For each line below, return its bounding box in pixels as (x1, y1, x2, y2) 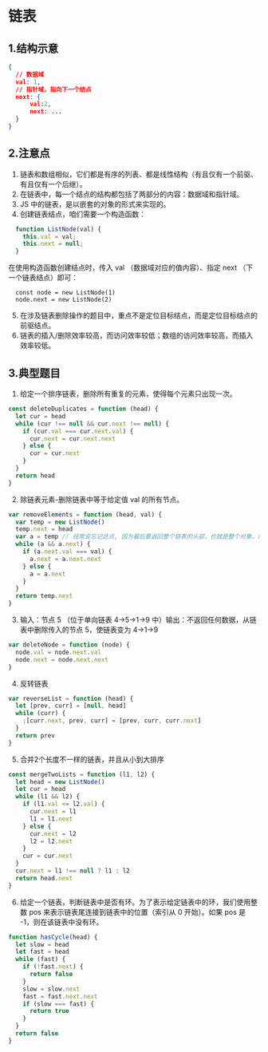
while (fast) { (15, 955, 66, 963)
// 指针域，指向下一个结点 (15, 85, 92, 93)
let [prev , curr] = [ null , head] (15, 702, 127, 710)
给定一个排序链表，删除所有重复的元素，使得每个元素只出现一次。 (19, 389, 237, 398)
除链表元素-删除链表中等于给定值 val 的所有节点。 (19, 494, 184, 504)
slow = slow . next (22, 985, 81, 993)
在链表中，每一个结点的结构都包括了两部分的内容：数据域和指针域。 (19, 189, 244, 199)
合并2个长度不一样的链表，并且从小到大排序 (19, 754, 165, 764)
